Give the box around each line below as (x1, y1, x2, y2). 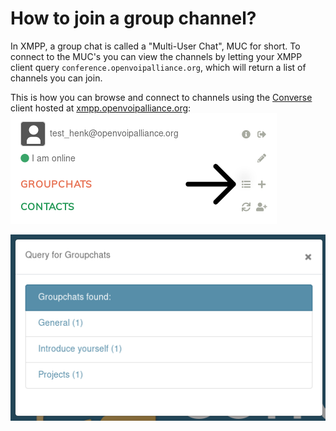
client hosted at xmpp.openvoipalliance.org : (10, 102, 192, 114)
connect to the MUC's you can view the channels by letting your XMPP (10, 50, 303, 62)
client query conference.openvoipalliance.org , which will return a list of (10, 61, 307, 73)
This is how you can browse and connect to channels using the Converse (10, 91, 313, 103)
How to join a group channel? (10, 7, 257, 30)
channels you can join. (10, 72, 103, 84)
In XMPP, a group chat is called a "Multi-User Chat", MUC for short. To (10, 40, 301, 52)
